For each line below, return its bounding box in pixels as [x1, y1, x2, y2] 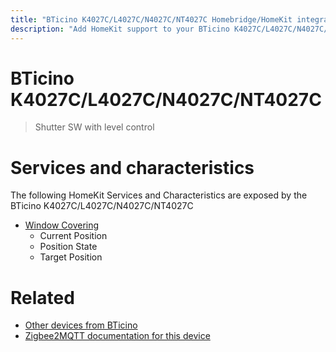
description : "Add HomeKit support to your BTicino [10, 24, 230, 34]
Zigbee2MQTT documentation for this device [24, 330, 211, 342]
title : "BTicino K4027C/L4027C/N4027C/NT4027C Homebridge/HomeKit [10, 14, 293, 25]
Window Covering [24, 219, 100, 231]
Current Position [39, 230, 108, 242]
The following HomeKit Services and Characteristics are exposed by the [10, 189, 308, 201]
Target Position [39, 251, 103, 263]
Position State [39, 241, 98, 253]
